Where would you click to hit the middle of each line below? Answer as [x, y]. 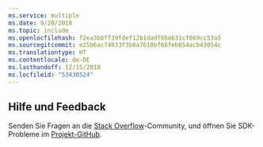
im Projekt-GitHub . [71, 134]
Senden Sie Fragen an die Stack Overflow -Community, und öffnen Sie [122, 126]
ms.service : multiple [44, 15]
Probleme [24, 134]
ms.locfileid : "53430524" [51, 75]
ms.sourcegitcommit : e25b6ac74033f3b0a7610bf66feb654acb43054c [115, 45]
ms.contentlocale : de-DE [49, 60]
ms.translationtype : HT [48, 52]
